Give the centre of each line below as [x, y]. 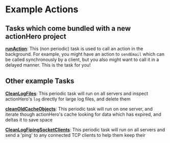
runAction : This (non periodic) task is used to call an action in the [74, 49]
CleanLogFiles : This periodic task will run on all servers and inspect [77, 93]
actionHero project [36, 36]
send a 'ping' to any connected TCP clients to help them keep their [75, 135]
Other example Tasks [40, 81]
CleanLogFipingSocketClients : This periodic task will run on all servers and [85, 130]
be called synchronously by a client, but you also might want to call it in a [82, 59]
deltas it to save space [29, 119]
